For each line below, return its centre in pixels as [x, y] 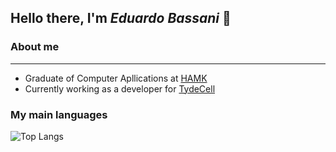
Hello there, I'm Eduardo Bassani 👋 [121, 18]
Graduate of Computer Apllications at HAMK [116, 78]
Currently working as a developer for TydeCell [120, 88]
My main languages [59, 114]
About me [35, 47]
